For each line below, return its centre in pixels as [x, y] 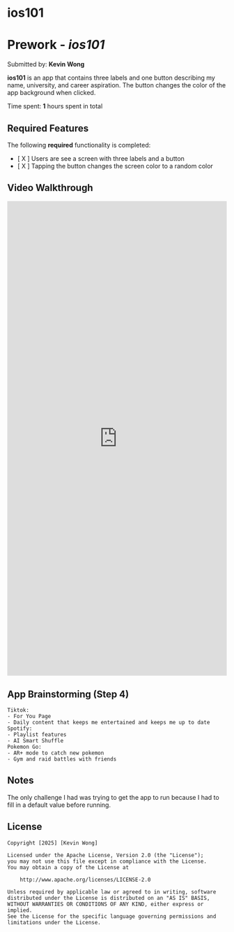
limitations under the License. [54, 922]
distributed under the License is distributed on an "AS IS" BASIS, [109, 898]
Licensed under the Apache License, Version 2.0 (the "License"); [106, 855]
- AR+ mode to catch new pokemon [56, 753]
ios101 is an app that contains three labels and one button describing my [111, 78]
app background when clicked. [52, 93]
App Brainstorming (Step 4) [68, 694]
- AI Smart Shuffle [36, 741]
